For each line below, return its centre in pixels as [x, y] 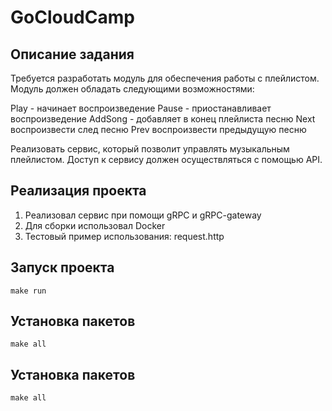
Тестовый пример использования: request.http [124, 236]
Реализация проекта [78, 191]
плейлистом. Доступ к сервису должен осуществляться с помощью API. [166, 159]
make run [28, 291]
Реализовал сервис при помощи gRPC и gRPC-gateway [143, 215]
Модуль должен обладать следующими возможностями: [132, 89]
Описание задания [72, 54]
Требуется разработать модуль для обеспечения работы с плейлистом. [165, 78]
